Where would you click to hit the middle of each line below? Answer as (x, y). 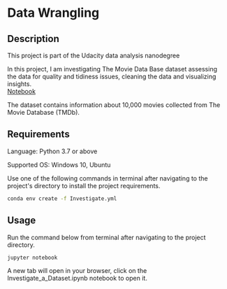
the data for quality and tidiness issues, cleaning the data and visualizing (112, 76)
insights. (20, 84)
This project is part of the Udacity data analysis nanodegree (94, 55)
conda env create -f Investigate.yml (62, 198)
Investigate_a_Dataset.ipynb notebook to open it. (78, 279)
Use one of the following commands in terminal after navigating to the (108, 178)
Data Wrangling (53, 13)
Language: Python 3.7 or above (52, 151)
